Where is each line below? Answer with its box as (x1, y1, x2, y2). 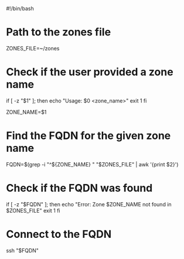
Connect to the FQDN (6, 227, 112, 241)
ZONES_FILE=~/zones (6, 45, 60, 52)
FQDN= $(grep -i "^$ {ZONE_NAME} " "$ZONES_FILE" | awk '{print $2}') (6, 161, 179, 168)
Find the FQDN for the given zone (6, 129, 171, 142)
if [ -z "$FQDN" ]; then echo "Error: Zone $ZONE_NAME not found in (6, 200, 172, 207)
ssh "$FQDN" (6, 247, 39, 254)
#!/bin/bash (6, 5, 34, 12)
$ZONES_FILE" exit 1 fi (6, 207, 60, 214)
